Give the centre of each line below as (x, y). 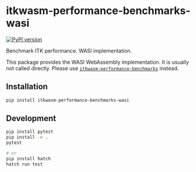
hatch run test (25, 164)
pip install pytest (30, 132)
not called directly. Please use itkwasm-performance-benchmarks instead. (92, 68)
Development (31, 118)
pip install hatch (28, 159)
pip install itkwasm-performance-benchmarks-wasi (68, 100)
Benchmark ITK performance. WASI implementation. (69, 50)
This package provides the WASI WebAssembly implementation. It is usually (97, 62)
